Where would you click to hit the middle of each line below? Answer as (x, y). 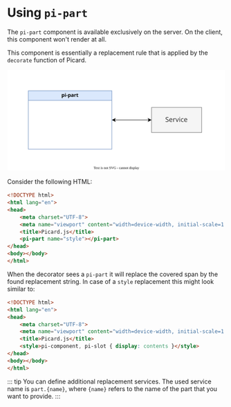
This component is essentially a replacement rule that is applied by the (108, 53)
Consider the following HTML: (50, 182)
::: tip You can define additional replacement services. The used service (110, 381)
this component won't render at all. (57, 39)
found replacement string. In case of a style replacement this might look (111, 281)
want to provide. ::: (34, 396)
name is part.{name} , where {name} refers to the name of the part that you (112, 388)
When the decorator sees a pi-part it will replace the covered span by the (113, 274)
